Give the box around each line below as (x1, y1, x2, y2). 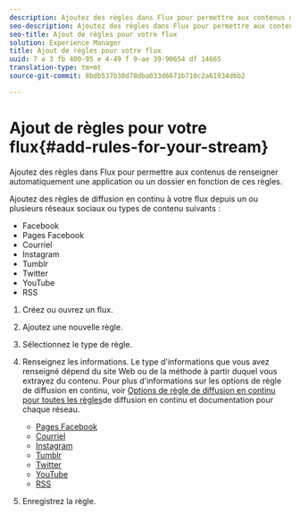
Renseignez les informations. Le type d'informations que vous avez (21, 356, 270, 367)
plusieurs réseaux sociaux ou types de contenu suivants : (9, 202, 221, 213)
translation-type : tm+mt (9, 64, 102, 73)
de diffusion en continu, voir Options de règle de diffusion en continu (21, 384, 276, 395)
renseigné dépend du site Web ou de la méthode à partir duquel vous (21, 365, 278, 376)
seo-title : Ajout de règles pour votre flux (9, 30, 178, 39)
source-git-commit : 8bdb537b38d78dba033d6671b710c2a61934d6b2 (9, 72, 246, 81)
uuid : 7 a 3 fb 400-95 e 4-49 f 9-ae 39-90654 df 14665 (9, 55, 221, 64)
